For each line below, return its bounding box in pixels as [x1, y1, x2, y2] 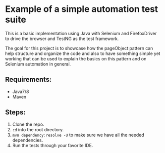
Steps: [5, 108, 26, 117]
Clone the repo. [12, 121, 45, 127]
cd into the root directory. [12, 126, 64, 132]
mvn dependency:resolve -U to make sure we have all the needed [12, 132, 145, 138]
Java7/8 [12, 88, 29, 95]
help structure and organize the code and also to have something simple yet [5, 51, 161, 56]
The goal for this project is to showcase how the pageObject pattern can [5, 45, 153, 51]
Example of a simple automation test [5, 3, 159, 15]
